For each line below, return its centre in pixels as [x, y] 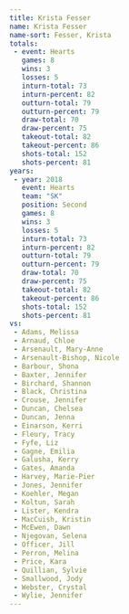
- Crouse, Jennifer [50, 400]
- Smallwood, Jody [48, 578]
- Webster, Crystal [50, 587]
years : [22, 171]
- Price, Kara [40, 561]
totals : [24, 43]
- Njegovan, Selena [50, 536]
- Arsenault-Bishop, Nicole [66, 357]
